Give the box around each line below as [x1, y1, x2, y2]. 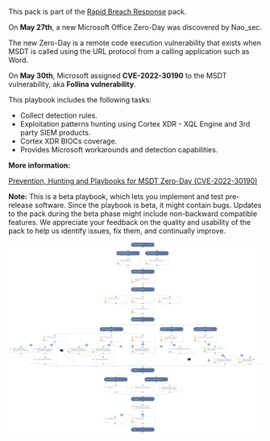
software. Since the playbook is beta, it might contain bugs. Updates [35, 201, 262, 210]
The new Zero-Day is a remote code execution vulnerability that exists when [8, 38, 262, 48]
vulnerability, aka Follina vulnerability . [8, 80, 136, 89]
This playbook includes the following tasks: [8, 95, 152, 104]
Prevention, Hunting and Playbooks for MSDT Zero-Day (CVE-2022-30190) [8, 177, 258, 185]
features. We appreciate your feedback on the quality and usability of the [8, 218, 251, 227]
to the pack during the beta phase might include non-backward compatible [8, 209, 258, 218]
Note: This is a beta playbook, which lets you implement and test [8, 192, 224, 201]
